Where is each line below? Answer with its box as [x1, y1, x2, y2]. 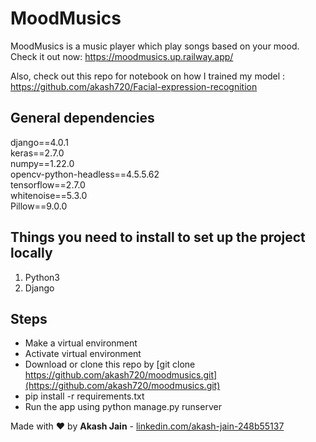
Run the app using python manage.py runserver [24, 401, 222, 413]
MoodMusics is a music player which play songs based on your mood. [10, 40, 300, 52]
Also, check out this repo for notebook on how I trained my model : [10, 70, 286, 82]
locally [10, 245, 53, 262]
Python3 [24, 271, 60, 283]
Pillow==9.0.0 [10, 200, 68, 212]
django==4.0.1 [10, 136, 69, 148]
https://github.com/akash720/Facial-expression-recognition [10, 80, 258, 92]
